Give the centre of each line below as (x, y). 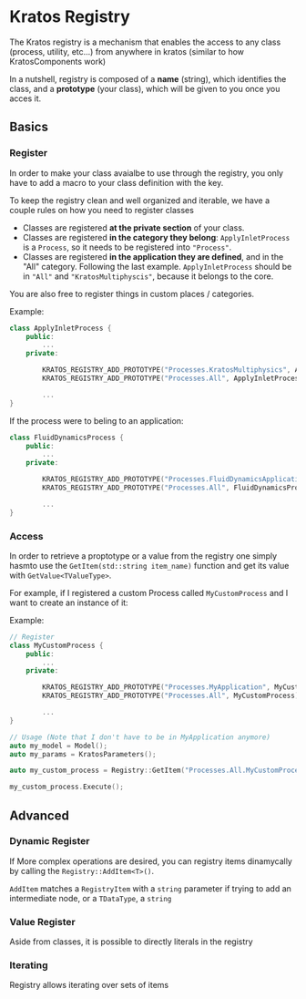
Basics (29, 127)
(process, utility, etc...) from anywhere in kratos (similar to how (127, 51)
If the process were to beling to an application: (97, 420)
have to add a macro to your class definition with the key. (117, 182)
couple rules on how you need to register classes (102, 210)
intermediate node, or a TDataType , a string (91, 898)
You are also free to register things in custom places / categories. (132, 294)
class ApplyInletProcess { (61, 328)
